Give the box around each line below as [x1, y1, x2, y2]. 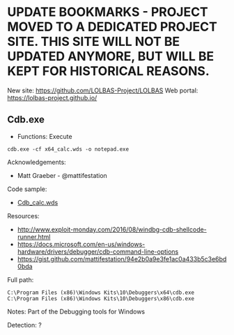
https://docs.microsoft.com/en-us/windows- [17, 240, 146, 248]
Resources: [7, 211, 40, 220]
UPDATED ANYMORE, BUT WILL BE [7, 49, 214, 65]
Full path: [7, 275, 34, 284]
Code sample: [7, 185, 47, 193]
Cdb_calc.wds [17, 198, 58, 206]
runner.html [17, 232, 51, 240]
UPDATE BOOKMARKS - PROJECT [7, 4, 209, 20]
